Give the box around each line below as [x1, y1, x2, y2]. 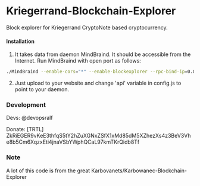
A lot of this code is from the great [6, 167, 90, 174]
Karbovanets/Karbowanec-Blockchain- [91, 167, 187, 174]
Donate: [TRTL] [6, 126, 44, 133]
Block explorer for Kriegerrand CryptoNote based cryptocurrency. [6, 24, 168, 31]
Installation [6, 38, 35, 45]
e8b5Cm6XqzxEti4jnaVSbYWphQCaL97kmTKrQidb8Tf [6, 138, 140, 145]
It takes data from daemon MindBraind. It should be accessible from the [14, 51, 191, 58]
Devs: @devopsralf [6, 114, 53, 122]
